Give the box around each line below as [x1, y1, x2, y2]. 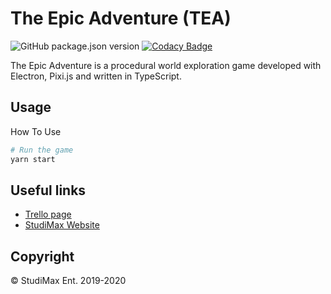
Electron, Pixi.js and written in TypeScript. [10, 70, 182, 82]
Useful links [10, 182, 87, 199]
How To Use [10, 125, 62, 137]
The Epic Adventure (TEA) [10, 7, 232, 30]
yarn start [10, 154, 56, 164]
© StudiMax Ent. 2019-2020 [10, 275, 127, 287]
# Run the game [10, 145, 74, 155]
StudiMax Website [24, 219, 100, 231]
